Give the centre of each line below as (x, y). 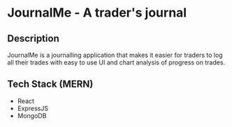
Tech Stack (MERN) (50, 84)
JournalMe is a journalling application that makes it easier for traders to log (115, 55)
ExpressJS (33, 108)
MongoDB (32, 115)
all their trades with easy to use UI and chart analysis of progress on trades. (116, 62)
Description (33, 39)
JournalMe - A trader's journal (97, 13)
